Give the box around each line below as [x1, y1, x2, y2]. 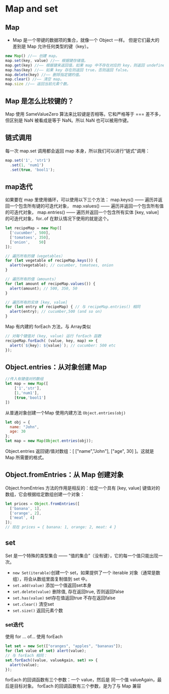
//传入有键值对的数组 [5, 376, 44, 382]
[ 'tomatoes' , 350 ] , [10, 235, 51, 240]
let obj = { [5, 420, 30, 425]
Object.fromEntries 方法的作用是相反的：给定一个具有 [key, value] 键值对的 [5, 484, 160, 491]
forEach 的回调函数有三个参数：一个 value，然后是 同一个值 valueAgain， [5, 677, 157, 683]
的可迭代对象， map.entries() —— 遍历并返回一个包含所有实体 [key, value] [5, 210, 159, 216]
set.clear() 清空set [12, 601, 54, 607]
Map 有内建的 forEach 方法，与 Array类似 [5, 323, 91, 330]
